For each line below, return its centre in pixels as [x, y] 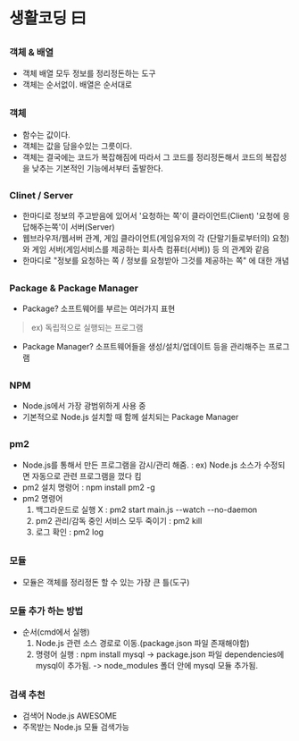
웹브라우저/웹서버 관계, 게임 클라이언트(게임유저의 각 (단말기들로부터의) [146, 239]
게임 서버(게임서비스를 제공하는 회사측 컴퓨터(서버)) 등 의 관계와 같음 [151, 249]
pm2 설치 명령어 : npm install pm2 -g [89, 487]
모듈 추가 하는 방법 [46, 610]
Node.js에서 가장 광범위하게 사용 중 [84, 406]
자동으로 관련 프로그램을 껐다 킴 [87, 476]
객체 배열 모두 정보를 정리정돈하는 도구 [89, 73]
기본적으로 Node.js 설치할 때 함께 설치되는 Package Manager [130, 417]
